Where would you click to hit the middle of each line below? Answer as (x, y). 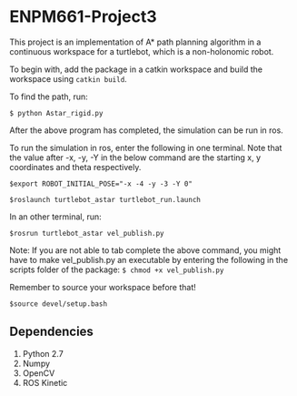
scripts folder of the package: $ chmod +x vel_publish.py (117, 269)
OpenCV (39, 373)
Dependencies (51, 332)
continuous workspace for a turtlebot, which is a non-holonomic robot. (142, 51)
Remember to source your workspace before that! (103, 287)
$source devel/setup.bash (58, 304)
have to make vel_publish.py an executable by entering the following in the (149, 259)
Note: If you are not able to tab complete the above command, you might (145, 250)
